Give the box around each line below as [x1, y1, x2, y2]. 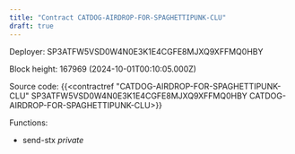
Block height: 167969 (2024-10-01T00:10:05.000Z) [9, 64, 197, 74]
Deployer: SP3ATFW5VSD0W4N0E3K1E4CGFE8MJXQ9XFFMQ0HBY [9, 46, 264, 56]
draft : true [9, 21, 54, 30]
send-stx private [22, 134, 84, 145]
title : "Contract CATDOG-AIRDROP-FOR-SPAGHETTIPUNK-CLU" [9, 13, 227, 22]
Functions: [9, 117, 48, 128]
